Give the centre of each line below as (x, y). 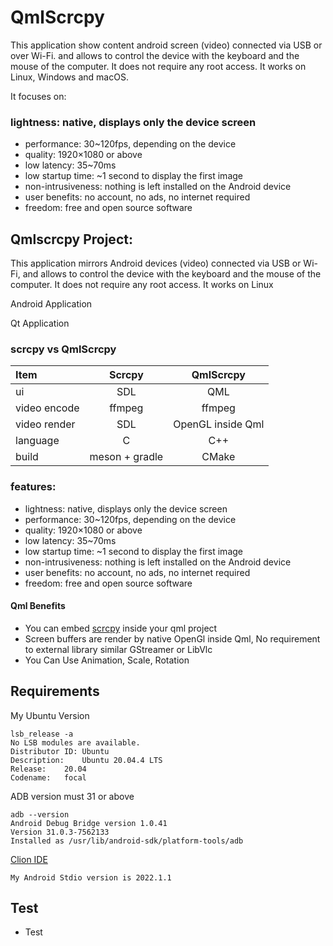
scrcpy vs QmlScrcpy (63, 349)
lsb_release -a (42, 734)
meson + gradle (126, 457)
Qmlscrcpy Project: (71, 239)
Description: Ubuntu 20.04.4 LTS (86, 760)
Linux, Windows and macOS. (69, 77)
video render (45, 424)
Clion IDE (29, 859)
